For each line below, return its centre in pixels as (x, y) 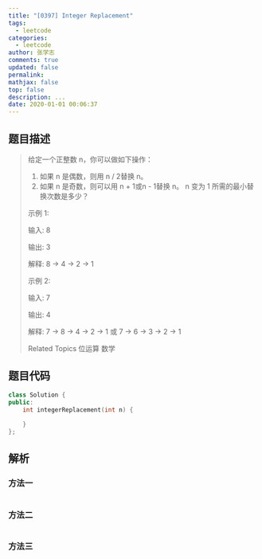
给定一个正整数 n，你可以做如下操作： (90, 159)
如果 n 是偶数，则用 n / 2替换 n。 (94, 176)
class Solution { (37, 395)
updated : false (33, 68)
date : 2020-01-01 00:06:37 (53, 104)
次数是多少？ (68, 196)
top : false (26, 90)
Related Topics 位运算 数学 (71, 348)
